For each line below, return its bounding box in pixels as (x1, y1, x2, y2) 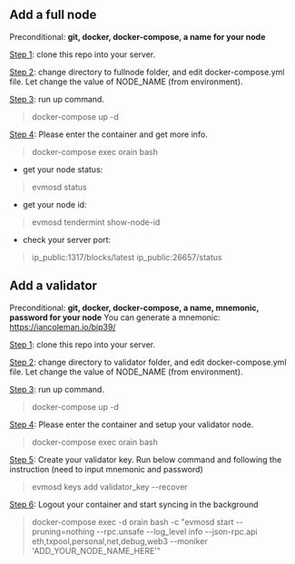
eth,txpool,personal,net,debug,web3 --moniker (31, 535, 208, 547)
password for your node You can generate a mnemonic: (9, 312, 221, 323)
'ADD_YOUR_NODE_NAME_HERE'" (31, 545, 162, 556)
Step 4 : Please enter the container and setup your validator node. (9, 419, 254, 430)
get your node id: (22, 199, 87, 209)
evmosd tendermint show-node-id (31, 217, 161, 228)
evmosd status (31, 181, 88, 192)
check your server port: (22, 234, 112, 245)
